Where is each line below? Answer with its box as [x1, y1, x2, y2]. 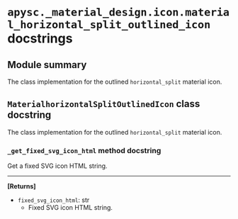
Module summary [7, 59, 87, 71]
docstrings [7, 30, 73, 47]
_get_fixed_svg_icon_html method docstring [7, 145, 161, 155]
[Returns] [7, 182, 37, 191]
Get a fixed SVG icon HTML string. [7, 162, 108, 170]
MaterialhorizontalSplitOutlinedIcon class [7, 98, 200, 110]
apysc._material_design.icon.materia [7, 6, 230, 19]
